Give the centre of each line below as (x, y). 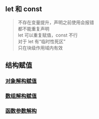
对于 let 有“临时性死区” (42, 41)
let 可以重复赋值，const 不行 (48, 35)
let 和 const (24, 9)
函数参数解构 (21, 111)
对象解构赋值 (21, 81)
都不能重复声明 (33, 28)
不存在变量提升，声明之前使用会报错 (56, 22)
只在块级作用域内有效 (40, 48)
